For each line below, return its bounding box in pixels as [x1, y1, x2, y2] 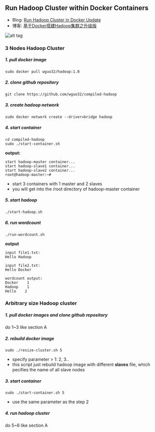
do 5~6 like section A [5, 423, 48, 429]
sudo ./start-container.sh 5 [5, 390, 65, 395]
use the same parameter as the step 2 [12, 399, 89, 405]
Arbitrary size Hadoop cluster [5, 300, 77, 307]
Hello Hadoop [5, 254, 32, 259]
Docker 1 [5, 280, 29, 285]
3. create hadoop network [5, 102, 60, 108]
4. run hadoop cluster [5, 410, 50, 416]
